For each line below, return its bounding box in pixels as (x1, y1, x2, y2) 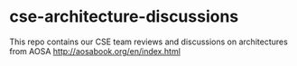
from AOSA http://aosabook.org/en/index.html (9, 45, 181, 56)
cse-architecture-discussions (9, 6, 239, 27)
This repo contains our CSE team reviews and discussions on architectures (9, 36, 289, 47)
